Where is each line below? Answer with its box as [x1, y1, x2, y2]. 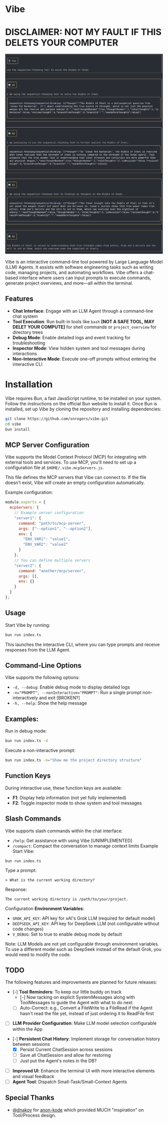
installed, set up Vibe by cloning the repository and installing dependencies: [5, 406, 161, 412]
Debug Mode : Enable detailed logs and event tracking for [12, 334, 131, 340]
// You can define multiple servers [14, 558, 91, 563]
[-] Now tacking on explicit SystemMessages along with [19, 994, 135, 1000]
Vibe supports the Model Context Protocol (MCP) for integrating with [5, 454, 146, 460]
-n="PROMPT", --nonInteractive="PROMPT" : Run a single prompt [12, 690, 141, 696]
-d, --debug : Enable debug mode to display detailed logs [12, 684, 130, 690]
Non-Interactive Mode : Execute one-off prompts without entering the [12, 356, 156, 362]
